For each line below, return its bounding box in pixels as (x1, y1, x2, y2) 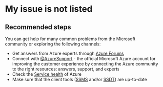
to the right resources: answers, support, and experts (12, 66, 120, 72)
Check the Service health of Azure (12, 71, 82, 77)
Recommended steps (5, 23, 71, 31)
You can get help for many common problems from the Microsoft (5, 36, 136, 42)
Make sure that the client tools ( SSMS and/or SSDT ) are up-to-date (12, 77, 147, 82)
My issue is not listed (5, 3, 93, 15)
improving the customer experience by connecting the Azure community (12, 61, 159, 66)
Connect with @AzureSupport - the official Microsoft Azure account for (12, 56, 156, 62)
